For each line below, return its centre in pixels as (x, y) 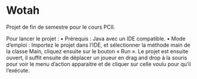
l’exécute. (18, 70)
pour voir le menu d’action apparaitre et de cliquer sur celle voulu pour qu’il (98, 64)
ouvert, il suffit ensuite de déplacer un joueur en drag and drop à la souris (97, 57)
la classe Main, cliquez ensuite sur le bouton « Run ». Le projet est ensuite (97, 51)
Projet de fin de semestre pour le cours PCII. (61, 27)
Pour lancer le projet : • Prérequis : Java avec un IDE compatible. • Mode (96, 38)
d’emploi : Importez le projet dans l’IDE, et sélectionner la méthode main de (98, 45)
